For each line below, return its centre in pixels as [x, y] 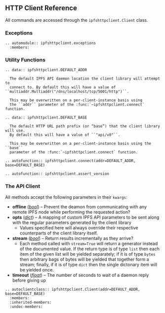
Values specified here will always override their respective [79, 227]
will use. [15, 131]
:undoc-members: [26, 307]
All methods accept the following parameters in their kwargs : [66, 197]
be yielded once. [37, 269]
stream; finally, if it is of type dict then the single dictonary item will [88, 265]
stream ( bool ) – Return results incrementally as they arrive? [73, 238]
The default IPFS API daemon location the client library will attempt [85, 79]
